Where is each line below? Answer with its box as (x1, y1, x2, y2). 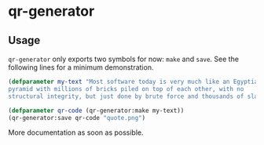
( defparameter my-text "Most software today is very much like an (8, 78, 230, 85)
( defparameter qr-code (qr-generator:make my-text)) (8, 107, 185, 114)
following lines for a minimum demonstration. (8, 63, 154, 72)
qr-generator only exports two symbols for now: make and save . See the (8, 54, 240, 63)
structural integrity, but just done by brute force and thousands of (8, 92, 244, 100)
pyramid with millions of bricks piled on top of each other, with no (8, 85, 244, 92)
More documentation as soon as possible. (8, 128, 144, 137)
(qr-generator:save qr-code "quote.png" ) (8, 114, 146, 121)
